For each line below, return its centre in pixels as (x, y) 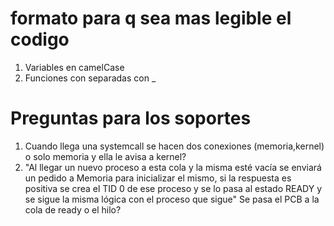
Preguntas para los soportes (131, 118)
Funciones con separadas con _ (90, 78)
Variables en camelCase (74, 67)
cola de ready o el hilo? (73, 209)
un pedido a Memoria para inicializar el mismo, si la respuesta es (158, 178)
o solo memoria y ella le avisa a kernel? (105, 156)
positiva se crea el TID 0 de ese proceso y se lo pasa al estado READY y (173, 188)
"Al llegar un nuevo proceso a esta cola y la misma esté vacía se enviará (173, 167)
